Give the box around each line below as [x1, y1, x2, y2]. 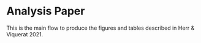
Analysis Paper [6, 4, 85, 18]
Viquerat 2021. [6, 30, 44, 38]
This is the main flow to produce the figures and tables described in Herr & [6, 24, 195, 31]
